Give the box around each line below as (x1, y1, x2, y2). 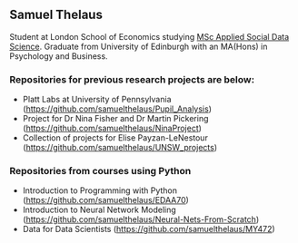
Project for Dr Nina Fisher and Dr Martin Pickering (22, 113, 209, 124)
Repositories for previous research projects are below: (9, 73, 255, 85)
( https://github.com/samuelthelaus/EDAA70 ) (22, 195, 189, 206)
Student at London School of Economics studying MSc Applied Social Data (9, 31, 290, 42)
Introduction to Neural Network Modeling (22, 204, 177, 216)
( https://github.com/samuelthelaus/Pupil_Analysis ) (22, 103, 212, 114)
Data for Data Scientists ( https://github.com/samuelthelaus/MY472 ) (22, 224, 275, 235)
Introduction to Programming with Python (22, 185, 178, 196)
